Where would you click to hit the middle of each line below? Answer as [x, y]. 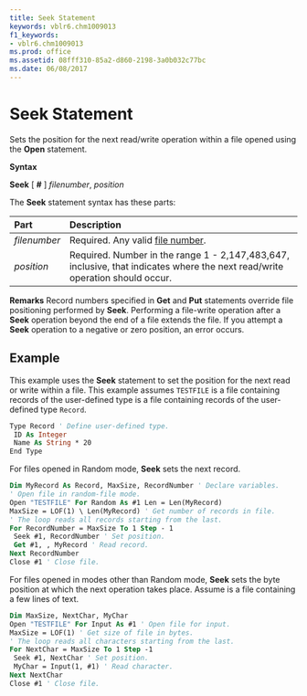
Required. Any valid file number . [138, 240]
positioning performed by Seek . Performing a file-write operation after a [145, 310]
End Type [26, 452]
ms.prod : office [40, 52]
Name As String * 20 [53, 443]
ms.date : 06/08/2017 [49, 69]
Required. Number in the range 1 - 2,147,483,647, [180, 255]
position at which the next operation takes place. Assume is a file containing [153, 589]
